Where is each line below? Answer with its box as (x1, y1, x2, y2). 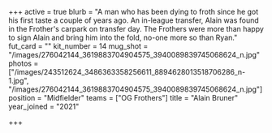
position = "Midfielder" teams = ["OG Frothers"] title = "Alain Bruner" (8, 93, 238, 102)
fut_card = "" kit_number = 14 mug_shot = (8, 41, 149, 51)
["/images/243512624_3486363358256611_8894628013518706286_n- (8, 67, 246, 76)
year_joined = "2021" (8, 101, 80, 111)
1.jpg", (8, 76, 29, 85)
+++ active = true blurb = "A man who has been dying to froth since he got (8, 7, 259, 16)
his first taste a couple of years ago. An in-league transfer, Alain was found (8, 15, 260, 25)
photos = (8, 58, 39, 68)
